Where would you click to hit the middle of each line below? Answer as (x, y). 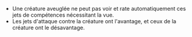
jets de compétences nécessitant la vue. (63, 15)
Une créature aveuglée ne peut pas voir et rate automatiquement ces (99, 9)
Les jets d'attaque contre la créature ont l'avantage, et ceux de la (94, 21)
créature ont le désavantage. (48, 27)
